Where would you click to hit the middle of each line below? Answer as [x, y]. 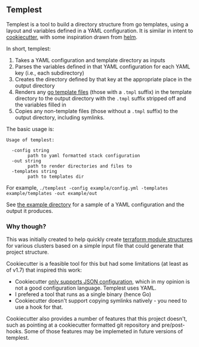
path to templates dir [56, 176]
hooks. [15, 331]
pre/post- [173, 325]
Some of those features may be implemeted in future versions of [104, 331]
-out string [27, 161]
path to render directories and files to [80, 166]
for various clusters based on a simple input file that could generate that [95, 246]
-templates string [35, 171]
